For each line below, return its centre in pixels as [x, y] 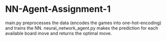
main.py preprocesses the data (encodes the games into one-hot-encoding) [83, 23]
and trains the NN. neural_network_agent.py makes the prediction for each [82, 28]
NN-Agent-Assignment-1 [58, 9]
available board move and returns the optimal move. [59, 33]
